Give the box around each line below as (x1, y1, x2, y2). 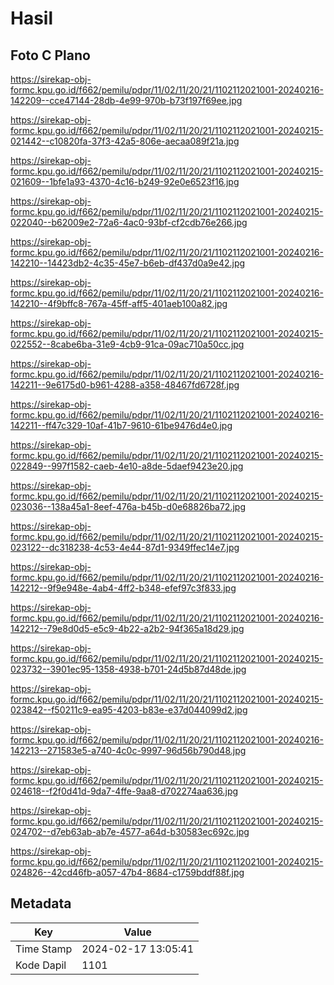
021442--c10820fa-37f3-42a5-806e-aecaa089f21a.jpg (10, 135, 240, 147)
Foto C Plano (10, 47, 91, 64)
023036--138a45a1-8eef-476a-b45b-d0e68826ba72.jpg (10, 501, 246, 512)
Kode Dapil (15, 958, 67, 972)
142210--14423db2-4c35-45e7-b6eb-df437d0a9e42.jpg (10, 257, 246, 269)
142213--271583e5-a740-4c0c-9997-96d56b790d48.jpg (10, 745, 247, 756)
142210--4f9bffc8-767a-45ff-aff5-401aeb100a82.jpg (10, 298, 228, 309)
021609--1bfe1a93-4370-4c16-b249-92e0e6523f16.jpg (10, 176, 240, 187)
